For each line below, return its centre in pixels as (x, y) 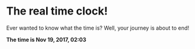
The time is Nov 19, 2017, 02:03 (46, 39)
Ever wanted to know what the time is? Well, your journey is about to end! (98, 28)
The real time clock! (57, 11)
